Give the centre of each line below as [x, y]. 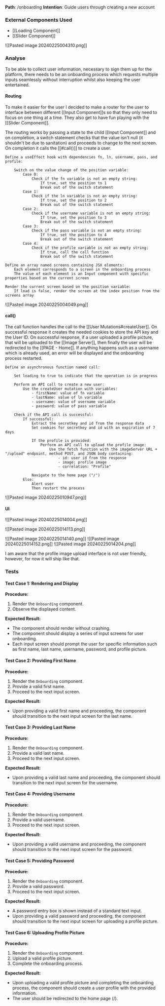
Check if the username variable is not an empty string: [91, 213]
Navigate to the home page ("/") [66, 475]
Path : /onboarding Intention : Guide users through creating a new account [80, 7]
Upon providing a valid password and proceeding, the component [79, 916]
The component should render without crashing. [61, 628]
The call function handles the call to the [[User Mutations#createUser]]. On [81, 327]
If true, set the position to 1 [73, 183]
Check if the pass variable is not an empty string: [86, 231]
